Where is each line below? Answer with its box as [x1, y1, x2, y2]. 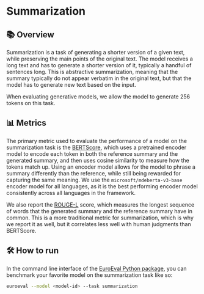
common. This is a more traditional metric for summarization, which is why [6, 214, 194, 221]
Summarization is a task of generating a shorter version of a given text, [6, 49, 185, 56]
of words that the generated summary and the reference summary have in [6, 207, 192, 215]
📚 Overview [6, 29, 55, 40]
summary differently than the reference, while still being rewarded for [6, 169, 181, 177]
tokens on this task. [6, 100, 56, 106]
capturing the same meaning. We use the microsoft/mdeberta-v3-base [6, 176, 183, 183]
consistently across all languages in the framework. [6, 189, 136, 196]
